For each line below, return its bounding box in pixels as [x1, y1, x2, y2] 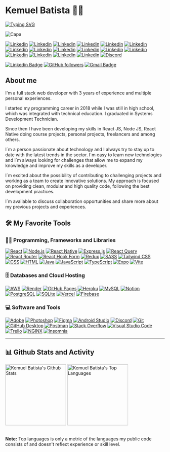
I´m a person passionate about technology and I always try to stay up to [5, 146, 155, 152]
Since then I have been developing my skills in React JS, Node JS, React [5, 125, 156, 131]
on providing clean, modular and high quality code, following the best [5, 183, 150, 189]
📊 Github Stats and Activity [5, 348, 95, 357]
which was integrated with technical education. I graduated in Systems [5, 110, 153, 116]
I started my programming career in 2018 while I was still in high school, [5, 105, 155, 111]
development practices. [5, 188, 55, 194]
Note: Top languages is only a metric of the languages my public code [5, 436, 152, 442]
